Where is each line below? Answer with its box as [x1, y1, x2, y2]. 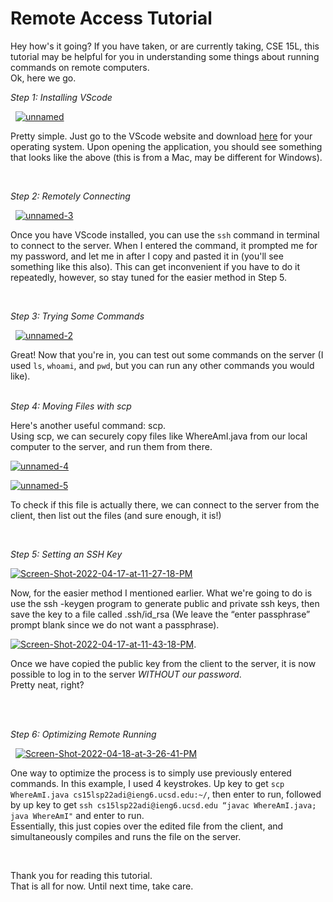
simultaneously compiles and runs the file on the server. [10, 830, 242, 842]
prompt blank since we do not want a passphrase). [10, 618, 220, 631]
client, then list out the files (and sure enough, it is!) [10, 509, 222, 521]
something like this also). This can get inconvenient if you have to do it [10, 260, 301, 272]
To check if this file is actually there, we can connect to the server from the [10, 498, 320, 511]
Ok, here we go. [10, 72, 77, 84]
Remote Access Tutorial [10, 7, 213, 30]
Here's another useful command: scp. [10, 419, 167, 431]
